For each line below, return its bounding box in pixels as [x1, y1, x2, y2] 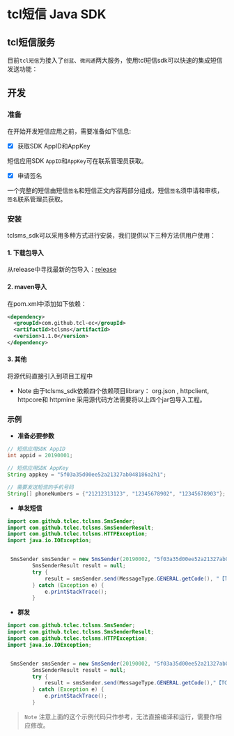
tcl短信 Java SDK [7, 6, 107, 22]
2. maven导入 [7, 282, 47, 291]
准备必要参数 [17, 431, 54, 440]
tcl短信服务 [7, 36, 56, 48]
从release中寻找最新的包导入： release [7, 266, 117, 274]
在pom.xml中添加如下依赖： [7, 299, 87, 307]
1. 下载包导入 [7, 248, 44, 256]
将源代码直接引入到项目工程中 [7, 372, 93, 381]
